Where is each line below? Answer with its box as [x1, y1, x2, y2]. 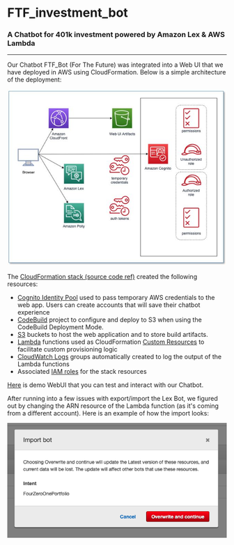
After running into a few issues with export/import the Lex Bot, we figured [7, 395, 218, 403]
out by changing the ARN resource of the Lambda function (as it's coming [7, 402, 219, 410]
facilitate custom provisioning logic [17, 345, 118, 354]
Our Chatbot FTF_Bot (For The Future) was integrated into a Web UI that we [7, 61, 224, 69]
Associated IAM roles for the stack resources [17, 368, 148, 376]
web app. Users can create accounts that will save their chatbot [17, 301, 201, 309]
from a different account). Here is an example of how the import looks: [7, 409, 209, 418]
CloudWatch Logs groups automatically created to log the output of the [17, 353, 221, 361]
